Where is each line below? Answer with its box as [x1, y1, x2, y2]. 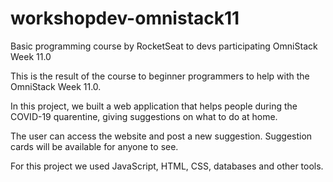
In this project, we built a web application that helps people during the [10, 100, 298, 112]
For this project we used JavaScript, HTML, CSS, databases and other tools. [10, 160, 324, 172]
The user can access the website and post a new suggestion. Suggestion [10, 130, 313, 142]
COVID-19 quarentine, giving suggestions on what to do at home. [10, 110, 278, 122]
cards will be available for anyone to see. [10, 140, 179, 152]
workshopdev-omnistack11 [10, 7, 240, 30]
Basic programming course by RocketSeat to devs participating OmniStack [10, 40, 318, 52]
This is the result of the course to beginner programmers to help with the [10, 70, 310, 82]
